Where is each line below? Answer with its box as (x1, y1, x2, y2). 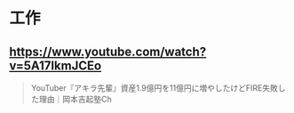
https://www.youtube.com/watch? (9, 44, 207, 59)
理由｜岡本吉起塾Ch (38, 94, 113, 104)
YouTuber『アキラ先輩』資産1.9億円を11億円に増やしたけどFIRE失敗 (30, 83, 278, 93)
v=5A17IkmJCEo (9, 58, 102, 73)
